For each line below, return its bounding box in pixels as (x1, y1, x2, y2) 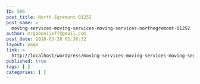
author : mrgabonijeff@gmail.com (6, 31, 86, 37)
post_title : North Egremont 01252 (6, 14, 92, 20)
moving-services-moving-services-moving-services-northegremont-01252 (11, 25, 190, 31)
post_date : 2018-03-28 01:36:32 (6, 36, 86, 42)
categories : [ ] (6, 69, 46, 75)
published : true (6, 58, 46, 64)
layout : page (6, 42, 39, 48)
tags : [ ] (6, 63, 31, 70)
